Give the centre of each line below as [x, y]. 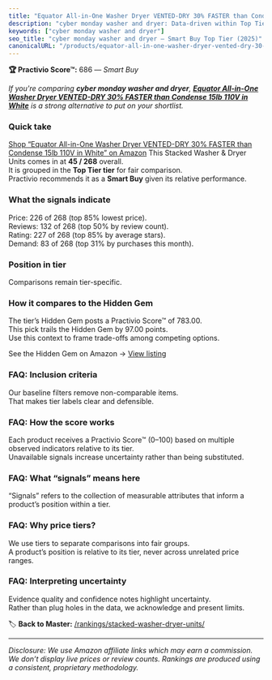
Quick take [30, 127]
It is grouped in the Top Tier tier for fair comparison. [96, 170]
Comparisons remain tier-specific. [65, 282]
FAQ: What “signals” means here [74, 478]
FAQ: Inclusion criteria [53, 375]
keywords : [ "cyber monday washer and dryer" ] [86, 31]
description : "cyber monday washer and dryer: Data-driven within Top [130, 24]
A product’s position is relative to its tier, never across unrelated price [124, 552]
